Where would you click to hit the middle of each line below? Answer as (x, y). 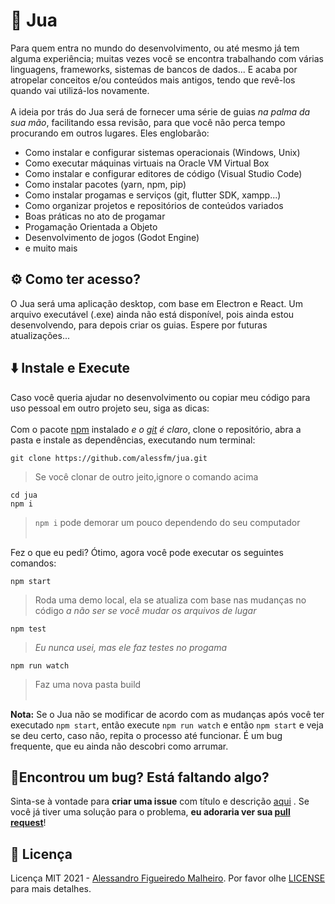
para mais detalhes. (51, 889)
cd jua (24, 495)
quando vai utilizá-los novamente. (80, 90)
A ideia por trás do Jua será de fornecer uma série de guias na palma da (160, 111)
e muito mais (51, 248)
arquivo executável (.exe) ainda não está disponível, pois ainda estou (152, 314)
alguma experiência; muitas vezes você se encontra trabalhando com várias (167, 58)
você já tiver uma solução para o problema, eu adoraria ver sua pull (150, 812)
